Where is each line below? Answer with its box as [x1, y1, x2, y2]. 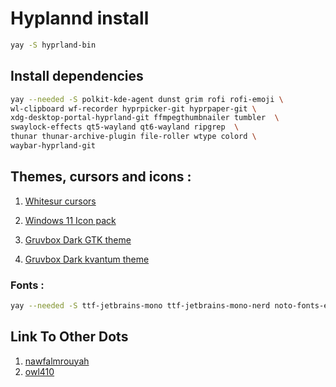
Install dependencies [10, 68, 144, 85]
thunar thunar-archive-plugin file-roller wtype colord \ [10, 132, 257, 142]
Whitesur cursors [24, 195, 97, 207]
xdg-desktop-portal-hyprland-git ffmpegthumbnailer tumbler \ [10, 113, 280, 123]
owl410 [24, 365, 55, 377]
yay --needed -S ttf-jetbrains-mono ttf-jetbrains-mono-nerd [10, 300, 271, 311]
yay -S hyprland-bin [10, 40, 97, 50]
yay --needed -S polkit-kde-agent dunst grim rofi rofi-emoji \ [10, 94, 284, 104]
